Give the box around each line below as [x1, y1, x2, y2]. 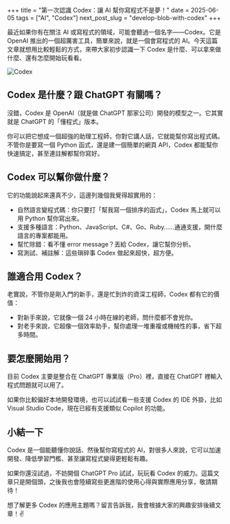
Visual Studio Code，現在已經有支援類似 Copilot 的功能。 [7, 404, 170, 412]
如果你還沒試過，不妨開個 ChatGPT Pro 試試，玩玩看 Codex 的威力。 [7, 469, 202, 477]
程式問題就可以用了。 [7, 381, 67, 389]
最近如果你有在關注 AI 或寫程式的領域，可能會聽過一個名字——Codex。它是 [7, 28, 221, 36]
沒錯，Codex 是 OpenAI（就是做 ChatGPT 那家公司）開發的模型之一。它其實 [7, 109, 223, 117]
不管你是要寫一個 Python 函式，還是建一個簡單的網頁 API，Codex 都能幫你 [7, 140, 218, 149]
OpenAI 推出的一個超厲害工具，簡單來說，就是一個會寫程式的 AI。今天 [7, 36, 206, 45]
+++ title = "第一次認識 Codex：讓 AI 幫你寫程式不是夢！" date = [7, 6, 190, 14]
